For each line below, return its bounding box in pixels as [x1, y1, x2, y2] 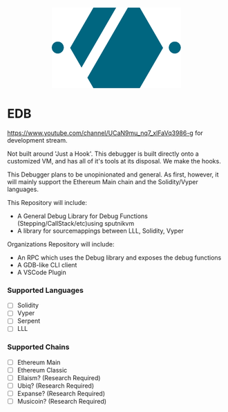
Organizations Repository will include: [7, 240, 115, 248]
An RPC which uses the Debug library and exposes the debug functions [17, 253, 222, 262]
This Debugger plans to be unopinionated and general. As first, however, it [7, 170, 219, 179]
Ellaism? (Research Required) [17, 373, 101, 382]
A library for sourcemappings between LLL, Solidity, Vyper [17, 226, 184, 235]
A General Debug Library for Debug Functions [17, 212, 149, 220]
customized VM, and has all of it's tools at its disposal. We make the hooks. [7, 156, 221, 165]
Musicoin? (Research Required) [17, 397, 107, 406]
